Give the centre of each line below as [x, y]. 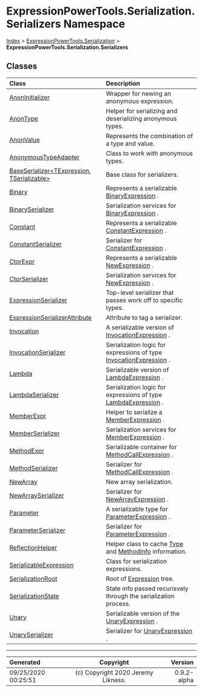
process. [118, 604]
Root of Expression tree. [140, 578]
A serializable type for [137, 509]
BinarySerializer [32, 209]
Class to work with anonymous [149, 153]
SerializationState [34, 596]
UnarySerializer [31, 634]
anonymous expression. [140, 101]
